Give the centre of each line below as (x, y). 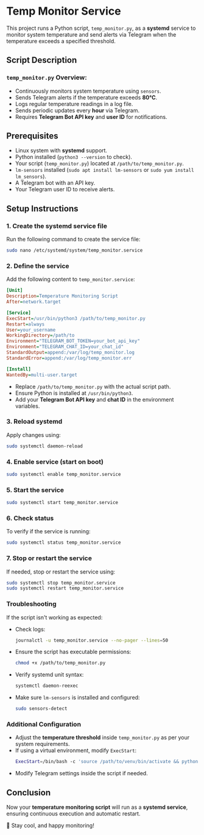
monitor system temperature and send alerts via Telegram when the (91, 34)
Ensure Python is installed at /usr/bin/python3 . (74, 393)
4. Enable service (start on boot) (55, 461)
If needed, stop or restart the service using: (61, 572)
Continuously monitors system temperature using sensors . (88, 91)
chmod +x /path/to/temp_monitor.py (60, 663)
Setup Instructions (42, 208)
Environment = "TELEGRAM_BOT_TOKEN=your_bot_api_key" (73, 341)
